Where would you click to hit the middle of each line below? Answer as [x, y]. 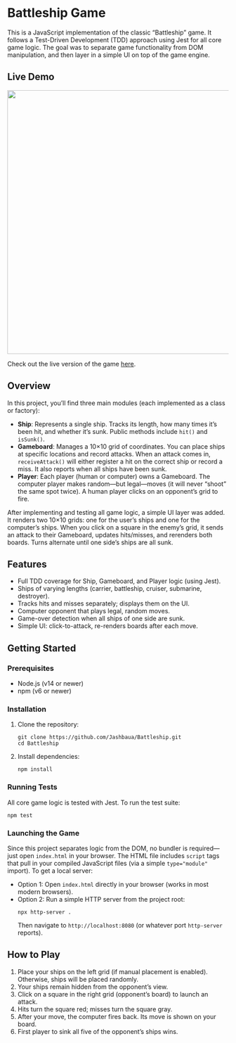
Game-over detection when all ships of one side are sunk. [101, 619]
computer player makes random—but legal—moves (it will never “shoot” [122, 484]
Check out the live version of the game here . [72, 364]
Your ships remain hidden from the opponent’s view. [93, 987]
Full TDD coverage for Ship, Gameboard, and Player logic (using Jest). [119, 581]
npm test [20, 815]
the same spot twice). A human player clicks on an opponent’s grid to [118, 491]
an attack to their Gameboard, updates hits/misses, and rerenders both [110, 535]
